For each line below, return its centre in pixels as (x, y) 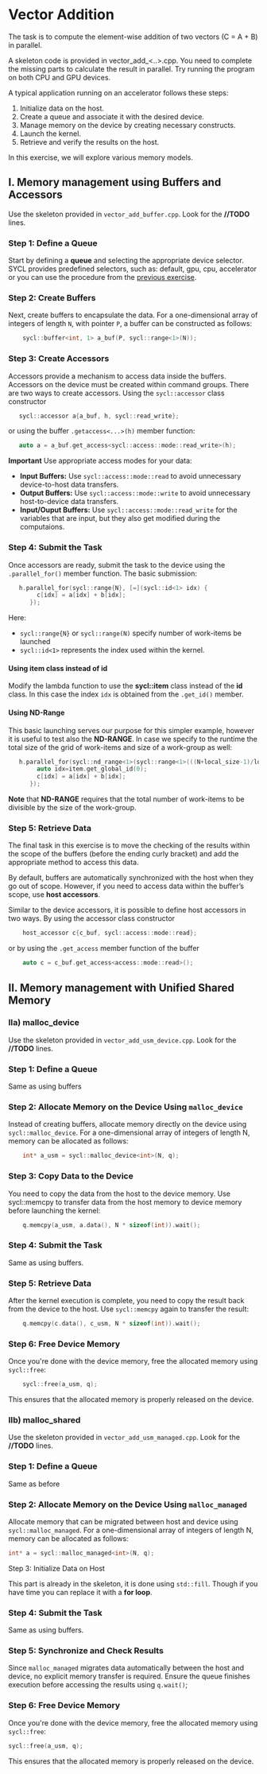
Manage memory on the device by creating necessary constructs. (128, 125)
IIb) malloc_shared (44, 1420)
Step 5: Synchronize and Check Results (86, 1651)
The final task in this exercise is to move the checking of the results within (129, 845)
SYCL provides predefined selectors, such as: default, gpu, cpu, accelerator (132, 269)
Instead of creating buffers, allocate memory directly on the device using (128, 1124)
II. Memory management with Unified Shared (121, 988)
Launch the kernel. (50, 134)
